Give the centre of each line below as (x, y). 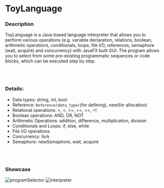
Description (19, 24)
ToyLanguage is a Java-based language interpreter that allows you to (76, 35)
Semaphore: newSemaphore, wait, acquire (55, 141)
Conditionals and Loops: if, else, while (51, 126)
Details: (15, 89)
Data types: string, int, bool (40, 99)
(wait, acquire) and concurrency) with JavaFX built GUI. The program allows (82, 50)
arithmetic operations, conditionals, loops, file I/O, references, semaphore (80, 46)
